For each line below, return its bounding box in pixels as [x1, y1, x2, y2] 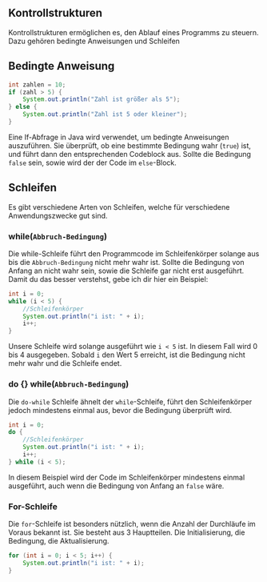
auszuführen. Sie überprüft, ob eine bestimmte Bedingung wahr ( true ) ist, [8, 140, 252, 151]
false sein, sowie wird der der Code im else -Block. [8, 158, 177, 167]
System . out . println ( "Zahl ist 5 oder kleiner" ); [22, 110, 188, 118]
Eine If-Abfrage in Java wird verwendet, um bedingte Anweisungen [8, 132, 229, 142]
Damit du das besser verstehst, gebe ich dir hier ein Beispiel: [8, 274, 209, 283]
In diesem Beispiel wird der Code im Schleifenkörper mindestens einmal [8, 472, 245, 482]
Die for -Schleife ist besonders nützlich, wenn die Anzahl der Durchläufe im [8, 520, 256, 529]
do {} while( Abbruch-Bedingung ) [8, 379, 130, 390]
